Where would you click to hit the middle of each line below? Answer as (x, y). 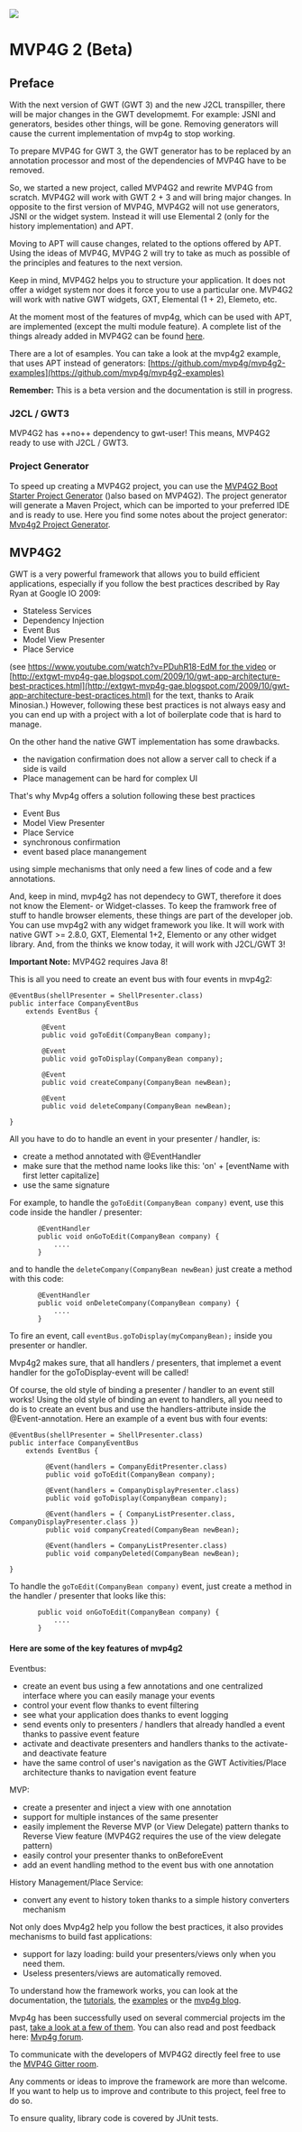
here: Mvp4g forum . (46, 2036)
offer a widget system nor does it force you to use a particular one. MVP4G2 (151, 290)
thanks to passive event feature (81, 1734)
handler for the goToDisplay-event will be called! (99, 1373)
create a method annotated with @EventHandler (112, 1156)
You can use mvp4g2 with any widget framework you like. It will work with (147, 925)
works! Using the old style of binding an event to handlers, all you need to (146, 1400)
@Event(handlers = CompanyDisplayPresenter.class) (143, 1491)
